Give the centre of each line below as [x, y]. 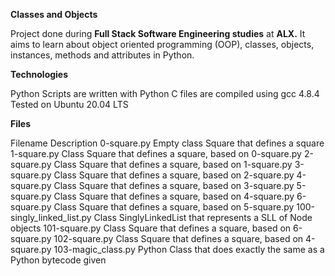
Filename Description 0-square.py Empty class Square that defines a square [167, 143]
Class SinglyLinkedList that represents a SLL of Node [203, 217]
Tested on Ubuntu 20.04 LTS [69, 104]
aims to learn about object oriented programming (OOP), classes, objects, [162, 44]
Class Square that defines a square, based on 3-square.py [174, 185]
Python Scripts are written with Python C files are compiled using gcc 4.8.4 [165, 93]
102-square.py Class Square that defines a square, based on [178, 238]
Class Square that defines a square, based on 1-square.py [173, 164]
